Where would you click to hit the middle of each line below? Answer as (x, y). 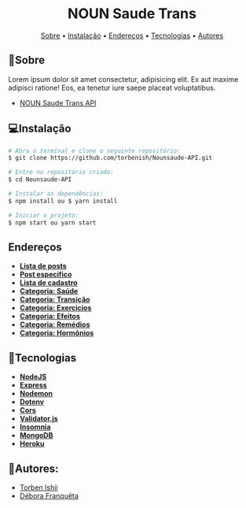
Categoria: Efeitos (50, 317)
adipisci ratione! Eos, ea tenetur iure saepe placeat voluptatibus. (112, 87)
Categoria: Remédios (55, 324)
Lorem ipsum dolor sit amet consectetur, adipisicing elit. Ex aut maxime (123, 79)
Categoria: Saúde (49, 291)
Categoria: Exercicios (55, 308)
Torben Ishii (39, 488)
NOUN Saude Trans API (58, 102)
